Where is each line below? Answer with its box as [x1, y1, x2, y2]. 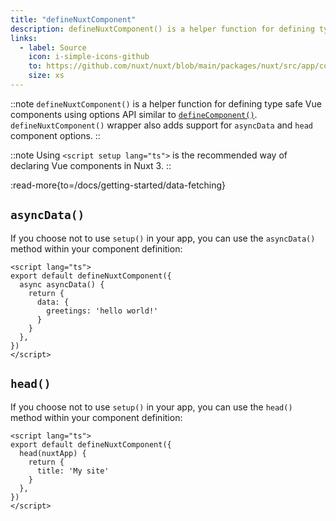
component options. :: [10, 129, 101, 141]
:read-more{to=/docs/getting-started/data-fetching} [10, 179, 227, 191]
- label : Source [19, 42, 87, 53]
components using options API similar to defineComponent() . [10, 108, 258, 120]
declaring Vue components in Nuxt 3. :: [10, 159, 172, 171]
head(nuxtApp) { [19, 448, 87, 458]
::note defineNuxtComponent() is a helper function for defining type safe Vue [10, 97, 322, 110]
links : [10, 33, 38, 43]
